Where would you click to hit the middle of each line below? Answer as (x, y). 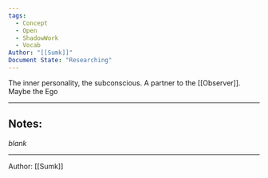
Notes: (25, 124)
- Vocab (28, 45)
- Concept (32, 23)
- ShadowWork (37, 38)
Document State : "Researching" (60, 61)
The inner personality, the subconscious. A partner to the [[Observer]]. (124, 83)
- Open (26, 30)
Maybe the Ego (33, 91)
